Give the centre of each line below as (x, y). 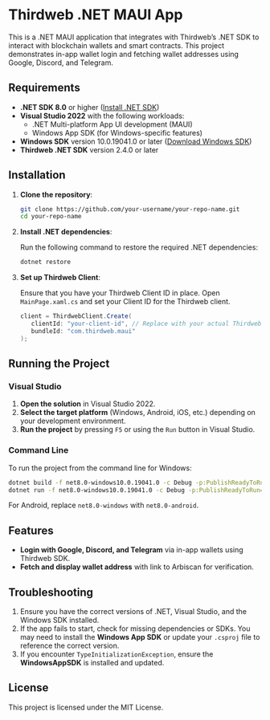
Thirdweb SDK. (45, 559)
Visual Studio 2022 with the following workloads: (102, 116)
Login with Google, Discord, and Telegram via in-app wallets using (131, 550)
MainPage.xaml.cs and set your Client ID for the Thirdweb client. (125, 302)
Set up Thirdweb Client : (60, 278)
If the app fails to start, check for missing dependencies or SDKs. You (135, 628)
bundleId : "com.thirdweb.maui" (83, 331)
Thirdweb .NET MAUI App (96, 15)
